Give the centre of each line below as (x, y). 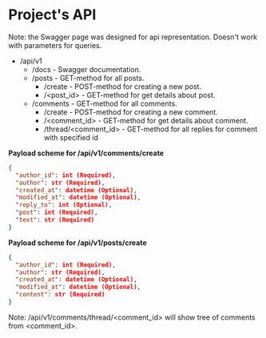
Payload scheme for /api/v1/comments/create (86, 153)
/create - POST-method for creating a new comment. (131, 112)
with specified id (71, 137)
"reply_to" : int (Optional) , (64, 205)
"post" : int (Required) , (57, 213)
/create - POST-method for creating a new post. (123, 87)
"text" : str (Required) (55, 220)
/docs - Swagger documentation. (86, 69)
